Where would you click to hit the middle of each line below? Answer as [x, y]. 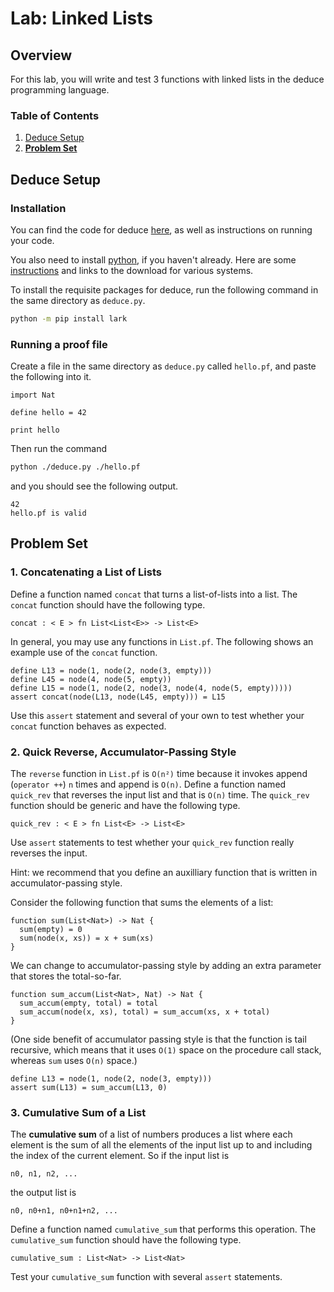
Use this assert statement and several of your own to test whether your [157, 715]
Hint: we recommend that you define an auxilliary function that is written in [164, 873]
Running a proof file [59, 344]
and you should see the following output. [94, 486]
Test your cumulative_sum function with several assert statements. [146, 1277]
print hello [35, 430]
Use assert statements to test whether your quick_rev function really [152, 843]
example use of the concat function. [84, 652]
